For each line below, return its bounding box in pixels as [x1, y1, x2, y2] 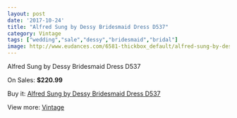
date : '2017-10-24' [7, 17, 65, 24]
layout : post [7, 10, 46, 18]
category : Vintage [7, 29, 61, 37]
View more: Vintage [7, 103, 65, 111]
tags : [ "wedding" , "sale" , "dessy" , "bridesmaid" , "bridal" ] [7, 37, 178, 44]
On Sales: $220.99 [7, 76, 63, 84]
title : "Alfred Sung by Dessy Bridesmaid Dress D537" [7, 23, 169, 30]
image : [7, 43, 27, 50]
